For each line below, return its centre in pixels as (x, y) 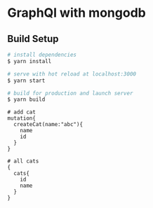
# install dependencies (42, 55)
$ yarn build (26, 99)
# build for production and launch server (70, 93)
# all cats (23, 161)
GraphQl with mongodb (76, 13)
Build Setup (33, 39)
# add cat (22, 112)
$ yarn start (26, 81)
